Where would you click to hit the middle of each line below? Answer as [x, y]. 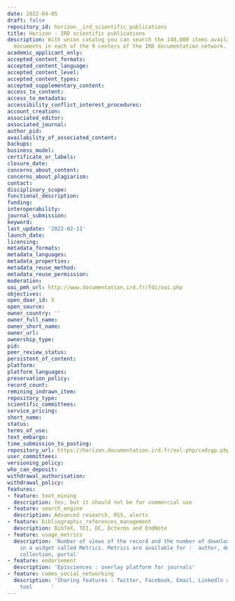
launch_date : [26, 235]
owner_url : [23, 333]
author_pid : [24, 131]
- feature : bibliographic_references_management [79, 522]
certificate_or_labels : [42, 157]
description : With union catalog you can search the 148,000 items [108, 40]
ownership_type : [31, 339]
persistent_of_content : [42, 359]
